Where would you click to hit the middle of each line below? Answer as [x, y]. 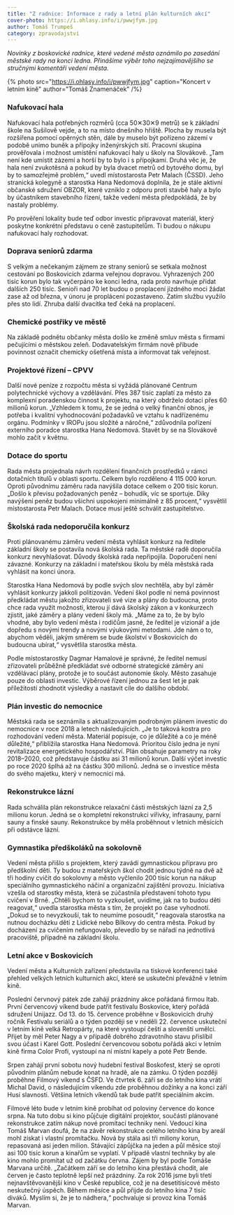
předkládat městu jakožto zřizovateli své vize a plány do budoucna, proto [112, 600]
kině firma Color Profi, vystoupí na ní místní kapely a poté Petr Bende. [107, 1052]
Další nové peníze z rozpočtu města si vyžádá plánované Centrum [102, 386]
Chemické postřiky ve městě [57, 322]
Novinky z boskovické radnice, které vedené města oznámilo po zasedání [114, 53]
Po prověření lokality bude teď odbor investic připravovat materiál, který [111, 218]
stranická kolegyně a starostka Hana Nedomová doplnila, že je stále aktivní [115, 182]
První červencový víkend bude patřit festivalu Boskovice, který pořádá [108, 1007]
